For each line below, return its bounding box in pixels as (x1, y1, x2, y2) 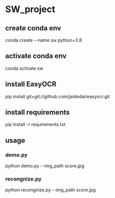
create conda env (5, 24, 62, 32)
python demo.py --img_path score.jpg (5, 163, 85, 169)
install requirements (5, 108, 70, 117)
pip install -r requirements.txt (5, 122, 66, 128)
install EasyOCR (5, 80, 56, 89)
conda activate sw (5, 65, 43, 71)
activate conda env (5, 52, 67, 60)
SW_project (5, 4, 55, 15)
